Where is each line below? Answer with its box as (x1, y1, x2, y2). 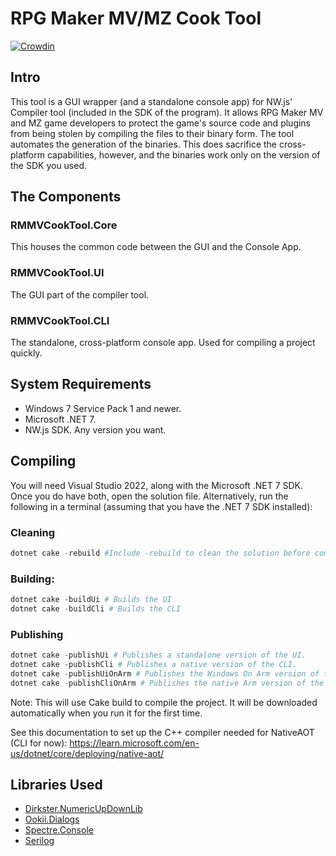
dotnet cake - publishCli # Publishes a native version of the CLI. (10, 660, 298, 670)
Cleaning (10, 525, 56, 539)
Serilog (24, 835, 55, 847)
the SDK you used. (10, 159, 88, 171)
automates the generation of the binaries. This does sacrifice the (10, 138, 277, 150)
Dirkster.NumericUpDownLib (24, 803, 143, 815)
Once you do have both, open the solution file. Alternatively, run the (10, 490, 289, 502)
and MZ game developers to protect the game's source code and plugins (10, 117, 312, 129)
